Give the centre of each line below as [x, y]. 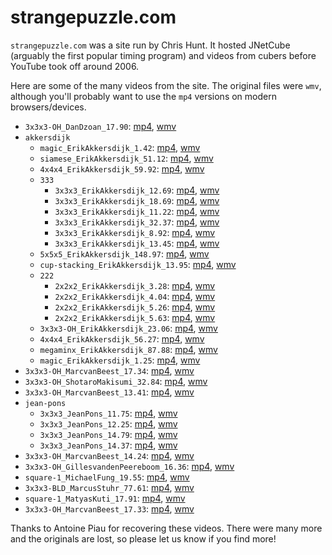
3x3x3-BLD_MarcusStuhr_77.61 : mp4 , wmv [109, 487]
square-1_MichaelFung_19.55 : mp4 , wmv [107, 477]
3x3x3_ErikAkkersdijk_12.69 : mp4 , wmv [137, 190]
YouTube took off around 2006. [75, 66]
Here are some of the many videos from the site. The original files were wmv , [166, 85]
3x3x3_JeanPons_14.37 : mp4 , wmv [108, 445]
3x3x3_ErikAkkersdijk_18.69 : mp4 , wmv [137, 200]
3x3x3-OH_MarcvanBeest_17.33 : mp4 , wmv [109, 508]
